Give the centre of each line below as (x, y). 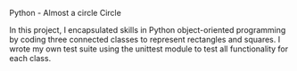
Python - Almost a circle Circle (66, 13)
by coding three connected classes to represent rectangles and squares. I (145, 39)
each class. (30, 58)
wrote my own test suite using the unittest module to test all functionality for (149, 49)
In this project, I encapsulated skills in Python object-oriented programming (148, 30)
